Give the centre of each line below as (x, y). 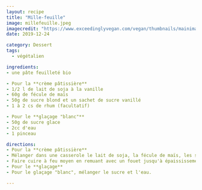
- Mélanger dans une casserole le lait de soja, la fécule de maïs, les (99, 156)
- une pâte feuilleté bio (38, 73)
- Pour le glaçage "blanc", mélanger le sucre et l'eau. (79, 172)
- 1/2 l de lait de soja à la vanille (55, 89)
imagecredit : (23, 29)
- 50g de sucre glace (33, 122)
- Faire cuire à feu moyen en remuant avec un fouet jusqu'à (84, 161)
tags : (13, 51)
